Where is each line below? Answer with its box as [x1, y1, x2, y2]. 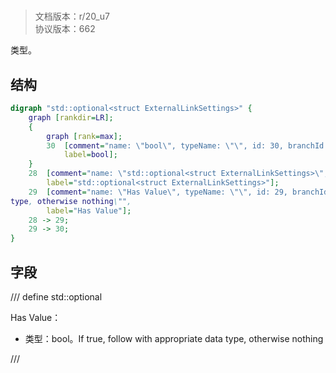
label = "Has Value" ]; [46, 205, 132, 216]
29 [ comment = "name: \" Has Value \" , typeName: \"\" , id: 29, [28, 187, 288, 197]
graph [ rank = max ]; [46, 131, 123, 141]
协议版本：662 [34, 23, 96, 35]
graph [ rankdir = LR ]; [28, 112, 114, 123]
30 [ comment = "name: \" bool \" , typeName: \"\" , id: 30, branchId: [46, 140, 329, 151]
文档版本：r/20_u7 [34, 10, 110, 23]
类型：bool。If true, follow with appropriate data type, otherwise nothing [24, 332, 324, 344]
